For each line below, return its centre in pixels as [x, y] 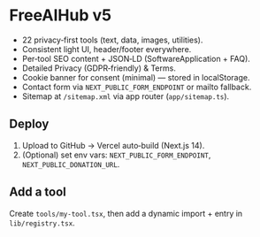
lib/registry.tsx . [42, 223]
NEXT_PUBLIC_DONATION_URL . [71, 164]
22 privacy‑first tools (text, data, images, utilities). [112, 40]
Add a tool [38, 192]
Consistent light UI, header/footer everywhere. [107, 49]
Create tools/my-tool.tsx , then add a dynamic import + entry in [126, 213]
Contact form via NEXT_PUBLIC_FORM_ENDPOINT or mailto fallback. [137, 87]
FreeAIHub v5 [61, 15]
